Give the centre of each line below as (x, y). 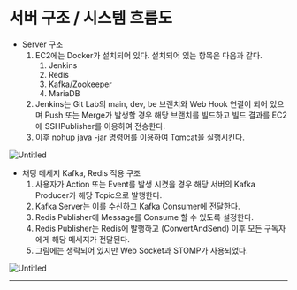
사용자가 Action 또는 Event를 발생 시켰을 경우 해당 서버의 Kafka (145, 184)
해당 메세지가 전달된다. (91, 239)
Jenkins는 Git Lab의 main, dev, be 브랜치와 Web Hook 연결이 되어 (151, 103)
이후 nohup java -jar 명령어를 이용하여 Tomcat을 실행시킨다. (140, 137)
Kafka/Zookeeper (80, 84)
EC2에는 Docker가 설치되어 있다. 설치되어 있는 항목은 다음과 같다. (148, 55)
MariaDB (64, 93)
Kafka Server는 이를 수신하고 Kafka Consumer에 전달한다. (137, 206)
